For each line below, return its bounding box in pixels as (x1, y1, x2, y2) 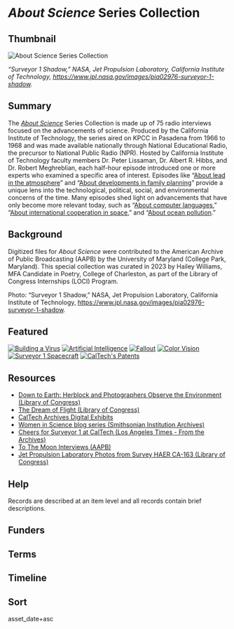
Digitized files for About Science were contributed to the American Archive (8, 247, 223, 255)
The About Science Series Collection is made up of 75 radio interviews (8, 119, 212, 127)
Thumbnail (8, 33, 57, 45)
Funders (8, 525, 45, 536)
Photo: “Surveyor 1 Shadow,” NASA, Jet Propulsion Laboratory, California (8, 290, 219, 299)
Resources (8, 372, 56, 384)
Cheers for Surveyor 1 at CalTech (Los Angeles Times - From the (18, 428, 205, 436)
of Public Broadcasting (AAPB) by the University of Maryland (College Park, (8, 255, 226, 263)
